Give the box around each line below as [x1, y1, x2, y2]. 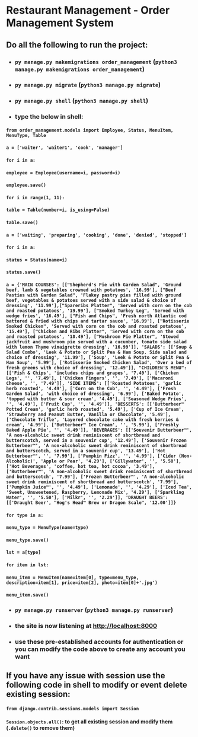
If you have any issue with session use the [6, 671, 165, 681]
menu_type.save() [6, 537, 49, 543]
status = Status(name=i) [6, 257, 68, 263]
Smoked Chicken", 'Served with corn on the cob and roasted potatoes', [6, 323, 187, 329]
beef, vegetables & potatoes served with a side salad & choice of [6, 297, 177, 303]
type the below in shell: [14, 113, 84, 121]
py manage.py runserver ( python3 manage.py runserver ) [14, 606, 174, 614]
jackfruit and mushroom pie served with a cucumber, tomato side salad [6, 339, 187, 344]
